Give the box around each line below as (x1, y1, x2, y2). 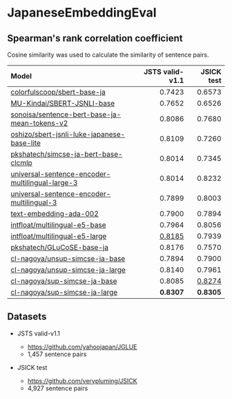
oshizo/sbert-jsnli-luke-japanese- (10, 130, 126, 139)
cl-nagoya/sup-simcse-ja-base (10, 276, 117, 286)
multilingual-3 (10, 198, 57, 207)
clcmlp (10, 158, 32, 167)
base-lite (10, 138, 41, 148)
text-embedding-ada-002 (10, 209, 99, 218)
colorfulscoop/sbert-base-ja (10, 88, 106, 97)
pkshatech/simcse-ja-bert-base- (10, 150, 123, 159)
